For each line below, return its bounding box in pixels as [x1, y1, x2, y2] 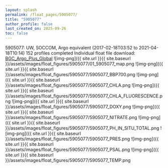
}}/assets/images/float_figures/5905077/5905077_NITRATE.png [5, 115, 137, 120]
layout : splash [5, 7, 37, 13]
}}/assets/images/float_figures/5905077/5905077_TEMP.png [5, 157, 131, 163]
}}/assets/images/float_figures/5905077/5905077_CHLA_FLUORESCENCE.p [5, 93, 162, 99]
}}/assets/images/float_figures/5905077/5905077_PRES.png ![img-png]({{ [5, 136, 159, 142]
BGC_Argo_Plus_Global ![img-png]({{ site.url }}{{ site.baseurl [5, 55, 131, 61]
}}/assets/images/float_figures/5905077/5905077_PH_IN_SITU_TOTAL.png [5, 125, 159, 131]
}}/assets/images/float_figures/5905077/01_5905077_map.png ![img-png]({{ [5, 61, 163, 67]
